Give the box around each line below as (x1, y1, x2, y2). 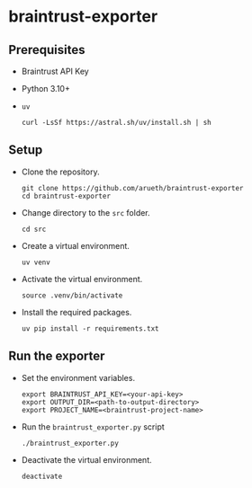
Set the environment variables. (21, 372, 136, 383)
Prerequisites (8, 42, 85, 58)
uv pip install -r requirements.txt (21, 324, 159, 333)
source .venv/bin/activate (21, 290, 123, 300)
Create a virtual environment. (21, 240, 130, 251)
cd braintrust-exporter (21, 191, 112, 200)
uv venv (21, 258, 50, 267)
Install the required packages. (21, 306, 132, 317)
